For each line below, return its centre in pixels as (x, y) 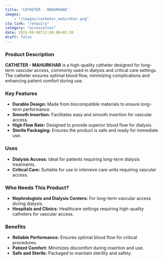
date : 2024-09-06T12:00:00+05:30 (39, 33)
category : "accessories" (31, 28)
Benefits (16, 227)
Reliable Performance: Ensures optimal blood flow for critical (75, 237)
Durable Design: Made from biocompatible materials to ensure (76, 104)
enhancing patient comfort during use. (44, 81)
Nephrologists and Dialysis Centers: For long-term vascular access (81, 198)
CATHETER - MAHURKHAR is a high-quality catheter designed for (73, 65)
